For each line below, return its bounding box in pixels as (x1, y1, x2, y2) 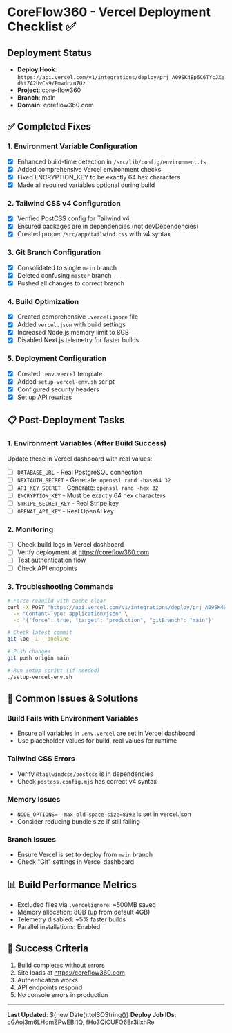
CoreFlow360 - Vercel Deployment (7, 4, 211, 20)
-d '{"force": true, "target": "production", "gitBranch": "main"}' (13, 617, 215, 624)
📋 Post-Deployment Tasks (7, 414, 125, 426)
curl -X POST (7, 603, 45, 610)
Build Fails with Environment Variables (7, 713, 139, 723)
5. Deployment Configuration (7, 354, 107, 364)
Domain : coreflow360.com (17, 101, 95, 109)
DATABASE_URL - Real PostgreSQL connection (17, 468, 143, 476)
